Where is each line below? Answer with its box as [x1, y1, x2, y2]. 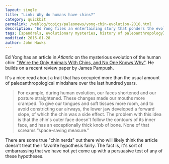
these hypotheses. [5, 153, 44, 159]
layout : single [5, 7, 37, 13]
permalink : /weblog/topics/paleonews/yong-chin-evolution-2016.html [5, 21, 152, 27]
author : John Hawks [5, 40, 46, 45]
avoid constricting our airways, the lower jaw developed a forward [17, 105, 155, 112]
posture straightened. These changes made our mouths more [17, 95, 145, 101]
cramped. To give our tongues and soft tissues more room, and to [17, 100, 154, 106]
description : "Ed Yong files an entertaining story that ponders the [5, 26, 154, 31]
